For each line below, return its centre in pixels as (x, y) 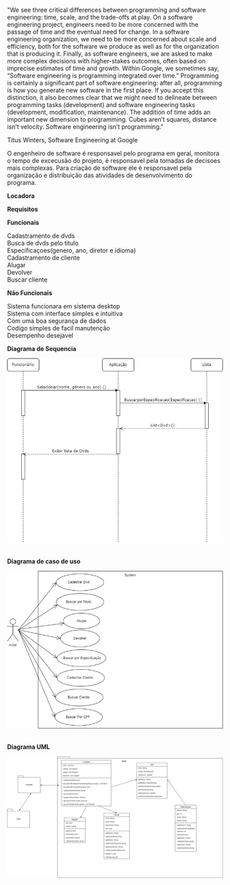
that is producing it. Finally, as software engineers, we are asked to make (110, 54)
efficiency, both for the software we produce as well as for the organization (113, 46)
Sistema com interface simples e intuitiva (65, 313)
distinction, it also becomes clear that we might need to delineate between (112, 98)
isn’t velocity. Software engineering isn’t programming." (86, 127)
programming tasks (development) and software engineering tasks (101, 105)
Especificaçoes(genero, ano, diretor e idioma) (72, 250)
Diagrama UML (28, 747)
